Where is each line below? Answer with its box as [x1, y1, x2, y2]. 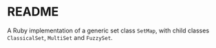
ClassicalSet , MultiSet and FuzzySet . [7, 33, 114, 41]
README [7, 4, 59, 20]
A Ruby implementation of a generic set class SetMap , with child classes [7, 26, 210, 34]
